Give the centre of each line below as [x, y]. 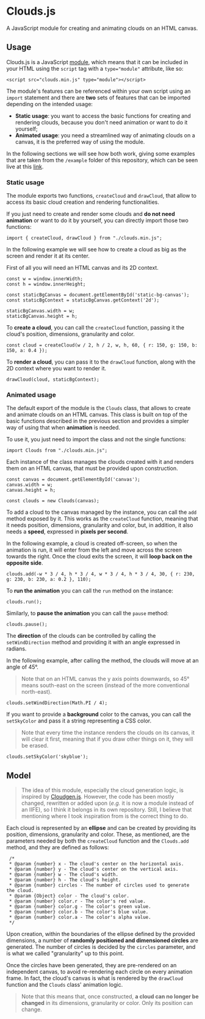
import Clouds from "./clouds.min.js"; [57, 451]
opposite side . [25, 563]
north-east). [36, 692]
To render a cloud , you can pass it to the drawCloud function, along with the [101, 362]
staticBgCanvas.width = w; [41, 311]
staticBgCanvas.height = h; [42, 316]
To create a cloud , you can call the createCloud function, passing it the [95, 328]
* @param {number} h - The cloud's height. [65, 880]
